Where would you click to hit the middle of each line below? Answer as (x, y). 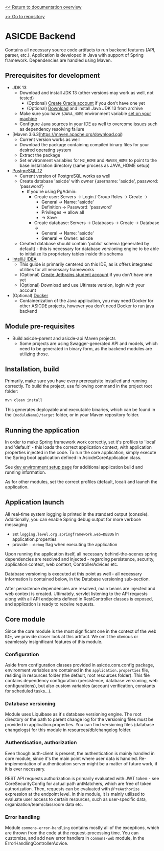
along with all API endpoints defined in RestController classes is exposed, (79, 598)
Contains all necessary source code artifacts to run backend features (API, (80, 50)
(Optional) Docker (30, 295)
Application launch (35, 502)
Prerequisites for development (53, 76)
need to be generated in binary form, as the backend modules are (86, 348)
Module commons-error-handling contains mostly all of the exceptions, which (82, 828)
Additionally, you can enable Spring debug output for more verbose (73, 519)
